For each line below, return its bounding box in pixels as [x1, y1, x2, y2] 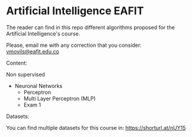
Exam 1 [23, 101, 41, 108]
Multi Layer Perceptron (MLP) [23, 95, 96, 102]
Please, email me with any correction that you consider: [6, 42, 142, 49]
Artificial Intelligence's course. [6, 30, 81, 37]
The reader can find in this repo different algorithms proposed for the [6, 24, 175, 31]
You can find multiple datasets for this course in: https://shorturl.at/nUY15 [6, 124, 186, 131]
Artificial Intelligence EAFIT [6, 4, 144, 18]
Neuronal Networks [14, 82, 63, 90]
